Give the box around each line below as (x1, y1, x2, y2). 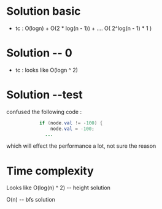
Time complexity (6, 164, 94, 178)
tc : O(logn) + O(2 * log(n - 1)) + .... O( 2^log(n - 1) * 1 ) (15, 25, 152, 32)
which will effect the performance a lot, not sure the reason (6, 142, 156, 150)
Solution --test (6, 88, 83, 102)
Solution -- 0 (6, 46, 72, 60)
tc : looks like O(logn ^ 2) (15, 66, 79, 74)
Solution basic (6, 4, 81, 18)
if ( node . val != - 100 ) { (39, 120, 103, 126)
